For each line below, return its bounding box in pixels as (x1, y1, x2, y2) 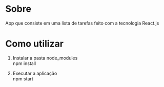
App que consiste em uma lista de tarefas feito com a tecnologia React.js (5, 20, 159, 26)
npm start (12, 75, 33, 82)
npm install (12, 60, 36, 67)
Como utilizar (5, 38, 64, 50)
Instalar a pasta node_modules (12, 55, 78, 61)
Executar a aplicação (12, 70, 57, 76)
